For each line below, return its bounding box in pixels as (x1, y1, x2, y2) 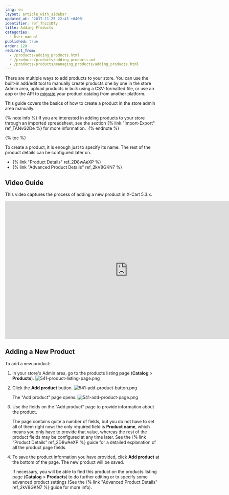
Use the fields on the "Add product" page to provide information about (12, 403, 154, 409)
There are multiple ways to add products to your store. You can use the (5, 75, 149, 81)
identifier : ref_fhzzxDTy (5, 21, 58, 26)
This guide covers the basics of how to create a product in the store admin (5, 100, 156, 106)
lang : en (5, 7, 23, 12)
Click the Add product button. (12, 385, 73, 391)
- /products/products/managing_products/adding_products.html (9, 62, 139, 67)
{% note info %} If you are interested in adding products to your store (5, 115, 145, 121)
